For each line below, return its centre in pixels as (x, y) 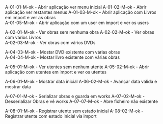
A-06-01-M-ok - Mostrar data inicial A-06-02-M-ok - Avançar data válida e (81, 81)
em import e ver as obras (30, 17)
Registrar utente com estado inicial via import (51, 116)
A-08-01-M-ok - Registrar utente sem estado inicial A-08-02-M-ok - (74, 111)
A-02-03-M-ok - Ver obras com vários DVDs (50, 43)
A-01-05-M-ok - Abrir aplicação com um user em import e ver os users (77, 23)
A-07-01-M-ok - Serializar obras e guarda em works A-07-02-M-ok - (75, 96)
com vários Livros (23, 37)
